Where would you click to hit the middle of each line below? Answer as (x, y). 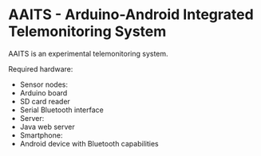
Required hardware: (41, 68)
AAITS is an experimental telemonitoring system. (89, 53)
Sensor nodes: (44, 84)
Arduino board (43, 92)
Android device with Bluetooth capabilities (89, 143)
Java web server (47, 127)
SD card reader (45, 101)
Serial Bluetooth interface (61, 110)
